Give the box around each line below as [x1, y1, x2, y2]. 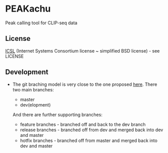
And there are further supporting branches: [12, 112, 102, 118]
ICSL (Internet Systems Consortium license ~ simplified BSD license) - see [5, 47, 160, 54]
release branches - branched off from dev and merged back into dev [20, 127, 163, 133]
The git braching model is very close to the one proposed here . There [12, 81, 157, 87]
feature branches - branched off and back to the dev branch [20, 121, 146, 127]
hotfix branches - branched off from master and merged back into [20, 137, 158, 143]
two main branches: [12, 86, 54, 92]
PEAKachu [5, 3, 51, 15]
